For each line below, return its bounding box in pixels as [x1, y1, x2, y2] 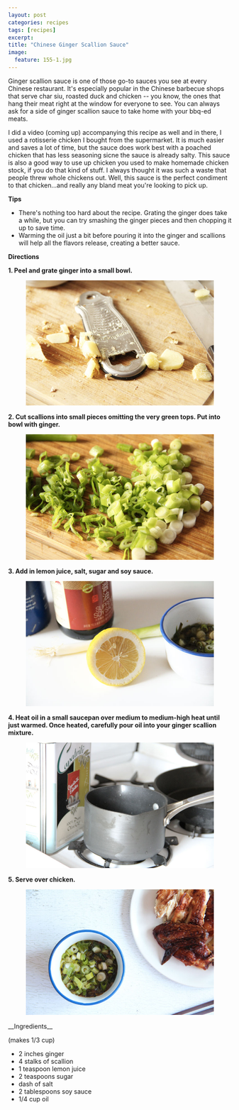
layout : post [8, 11, 47, 18]
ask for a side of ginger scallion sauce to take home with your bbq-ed [8, 106, 211, 115]
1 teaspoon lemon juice [18, 1065, 86, 1073]
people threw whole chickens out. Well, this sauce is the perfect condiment [8, 173, 228, 182]
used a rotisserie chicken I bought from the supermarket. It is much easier [8, 136, 224, 144]
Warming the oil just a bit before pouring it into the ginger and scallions [18, 231, 226, 239]
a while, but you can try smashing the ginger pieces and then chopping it [18, 216, 232, 224]
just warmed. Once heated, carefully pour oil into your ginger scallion [8, 721, 217, 730]
